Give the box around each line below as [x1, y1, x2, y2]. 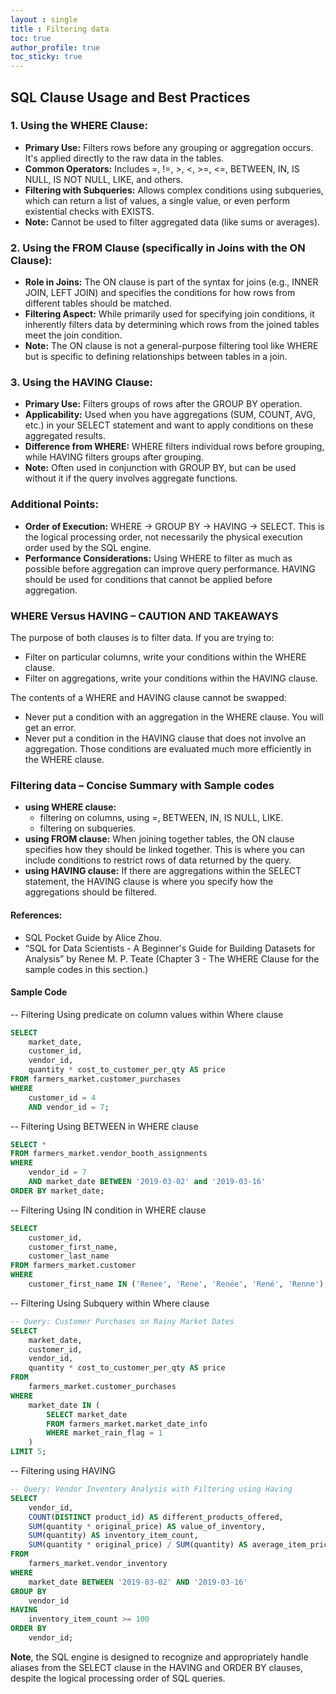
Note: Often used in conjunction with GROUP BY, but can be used [24, 462, 297, 474]
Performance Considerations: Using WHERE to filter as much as [24, 552, 293, 564]
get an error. [24, 722, 77, 733]
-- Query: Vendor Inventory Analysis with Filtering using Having [10, 1484, 293, 1495]
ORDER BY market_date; [10, 1186, 105, 1196]
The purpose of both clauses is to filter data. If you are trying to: [10, 632, 275, 643]
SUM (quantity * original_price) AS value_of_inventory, [28, 1521, 267, 1531]
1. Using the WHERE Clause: [10, 119, 148, 133]
